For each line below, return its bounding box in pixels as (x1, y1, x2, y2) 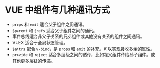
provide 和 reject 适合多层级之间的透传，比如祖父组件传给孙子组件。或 (12, 51, 155, 57)
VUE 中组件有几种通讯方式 (5, 4, 110, 16)
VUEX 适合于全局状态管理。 (12, 39, 68, 45)
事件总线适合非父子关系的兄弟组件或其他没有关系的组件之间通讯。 (12, 34, 144, 39)
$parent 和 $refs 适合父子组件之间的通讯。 (12, 27, 98, 33)
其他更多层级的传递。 (12, 58, 55, 64)
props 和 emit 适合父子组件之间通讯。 (12, 21, 87, 27)
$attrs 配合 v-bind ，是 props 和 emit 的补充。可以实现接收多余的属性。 (12, 46, 155, 51)
